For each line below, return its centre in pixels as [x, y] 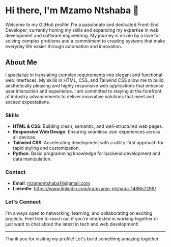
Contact [16, 172]
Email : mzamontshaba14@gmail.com [51, 183]
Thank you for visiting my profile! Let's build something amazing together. [82, 239]
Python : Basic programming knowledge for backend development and [86, 153]
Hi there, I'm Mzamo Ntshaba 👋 [72, 10]
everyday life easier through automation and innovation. [64, 46]
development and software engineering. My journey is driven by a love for [83, 35]
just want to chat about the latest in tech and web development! [72, 224]
